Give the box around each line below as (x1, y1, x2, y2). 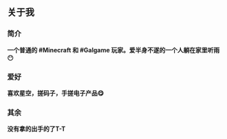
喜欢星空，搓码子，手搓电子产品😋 (7, 89, 105, 97)
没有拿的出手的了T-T (7, 125, 66, 133)
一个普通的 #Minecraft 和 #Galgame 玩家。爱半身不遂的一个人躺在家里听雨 (7, 45, 220, 54)
